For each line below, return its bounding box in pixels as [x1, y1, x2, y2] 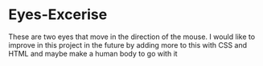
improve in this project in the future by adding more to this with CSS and [8, 40, 248, 49]
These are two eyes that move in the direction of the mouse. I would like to [8, 32, 256, 41]
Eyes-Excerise [8, 6, 108, 24]
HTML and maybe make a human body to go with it [8, 49, 179, 58]
